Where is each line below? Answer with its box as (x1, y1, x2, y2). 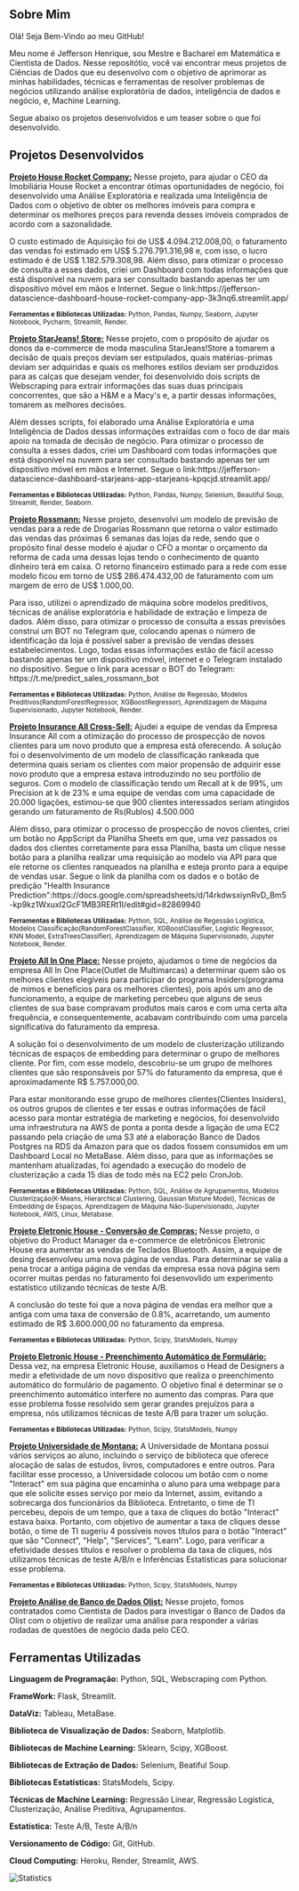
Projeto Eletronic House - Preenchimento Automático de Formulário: (9, 1351, 267, 1362)
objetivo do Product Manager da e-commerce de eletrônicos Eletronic (9, 1235, 266, 1245)
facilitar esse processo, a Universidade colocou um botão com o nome (9, 1469, 269, 1479)
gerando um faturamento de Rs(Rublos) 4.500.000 (9, 806, 195, 817)
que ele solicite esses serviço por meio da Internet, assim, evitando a (9, 1487, 263, 1498)
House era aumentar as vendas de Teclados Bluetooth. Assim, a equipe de (9, 1244, 283, 1255)
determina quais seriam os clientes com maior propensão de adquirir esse (9, 759, 282, 769)
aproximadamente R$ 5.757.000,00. (9, 1076, 140, 1087)
